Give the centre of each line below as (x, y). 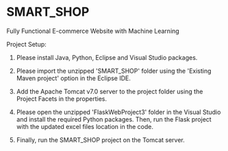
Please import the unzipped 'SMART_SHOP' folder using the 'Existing (114, 71)
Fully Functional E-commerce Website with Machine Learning (93, 31)
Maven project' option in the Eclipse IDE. (74, 78)
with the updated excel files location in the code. (85, 126)
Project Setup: (27, 44)
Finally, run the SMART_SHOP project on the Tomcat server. (101, 140)
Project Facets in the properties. (62, 98)
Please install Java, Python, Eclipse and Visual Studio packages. (107, 57)
